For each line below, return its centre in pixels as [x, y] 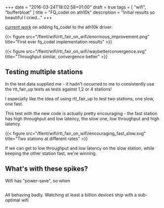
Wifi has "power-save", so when [38, 180]
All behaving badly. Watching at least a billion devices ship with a [71, 195]
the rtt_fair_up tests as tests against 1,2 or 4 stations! [58, 89]
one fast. [14, 104]
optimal [13, 200]
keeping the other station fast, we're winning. [51, 153]
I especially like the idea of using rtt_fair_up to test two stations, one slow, [80, 98]
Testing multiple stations [44, 72]
